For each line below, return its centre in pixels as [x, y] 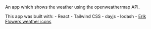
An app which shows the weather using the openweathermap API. [73, 7]
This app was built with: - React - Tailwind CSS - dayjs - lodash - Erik [75, 16]
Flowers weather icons [28, 22]
